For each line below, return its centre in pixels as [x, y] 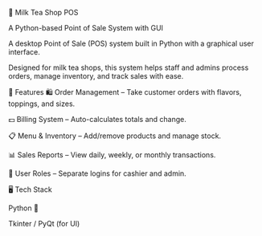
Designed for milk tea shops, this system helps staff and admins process [129, 67]
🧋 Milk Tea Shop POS [43, 12]
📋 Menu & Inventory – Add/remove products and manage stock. [115, 136]
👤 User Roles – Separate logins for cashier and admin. [97, 173]
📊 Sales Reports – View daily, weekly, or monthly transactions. [112, 155]
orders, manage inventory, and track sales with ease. [96, 76]
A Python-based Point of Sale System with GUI [86, 28]
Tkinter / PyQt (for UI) [44, 224]
